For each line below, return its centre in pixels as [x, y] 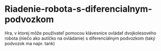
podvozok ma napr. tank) [30, 43]
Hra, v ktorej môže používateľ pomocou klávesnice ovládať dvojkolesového [80, 33]
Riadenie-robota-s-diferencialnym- [79, 9]
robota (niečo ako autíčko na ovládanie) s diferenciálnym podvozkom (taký [80, 38]
